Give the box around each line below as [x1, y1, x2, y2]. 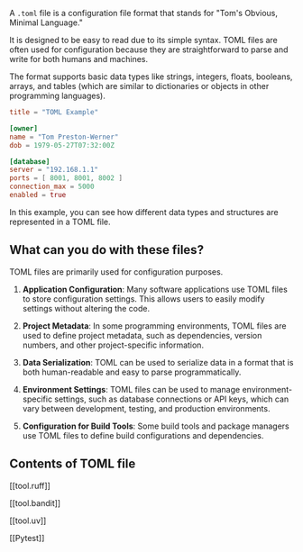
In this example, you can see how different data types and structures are [9, 206, 279, 217]
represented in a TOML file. [9, 216, 111, 227]
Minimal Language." [9, 17, 84, 28]
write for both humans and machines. [9, 54, 149, 64]
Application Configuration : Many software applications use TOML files [22, 284, 289, 294]
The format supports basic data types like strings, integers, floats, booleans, [9, 71, 293, 82]
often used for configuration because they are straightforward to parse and [9, 44, 289, 55]
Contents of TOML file [9, 457, 136, 472]
